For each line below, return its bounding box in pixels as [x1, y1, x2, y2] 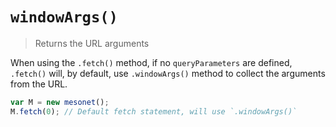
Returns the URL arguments [34, 37, 150, 49]
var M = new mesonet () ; [10, 97, 110, 107]
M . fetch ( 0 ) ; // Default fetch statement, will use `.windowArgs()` [10, 106, 298, 117]
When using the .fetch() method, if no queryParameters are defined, [10, 56, 293, 68]
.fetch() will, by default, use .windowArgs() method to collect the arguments [10, 67, 326, 79]
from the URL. [10, 78, 68, 90]
